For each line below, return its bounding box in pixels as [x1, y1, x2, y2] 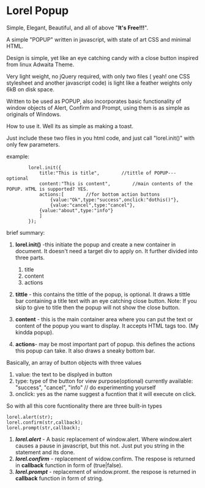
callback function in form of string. [15, 475, 104, 482]
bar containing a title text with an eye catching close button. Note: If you [15, 297, 197, 304]
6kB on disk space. [6, 85, 55, 93]
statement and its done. [15, 448, 75, 456]
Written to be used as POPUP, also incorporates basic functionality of [6, 97, 182, 105]
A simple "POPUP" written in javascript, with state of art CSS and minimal [6, 36, 191, 43]
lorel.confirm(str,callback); [6, 419, 84, 425]
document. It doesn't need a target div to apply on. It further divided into [15, 247, 198, 254]
